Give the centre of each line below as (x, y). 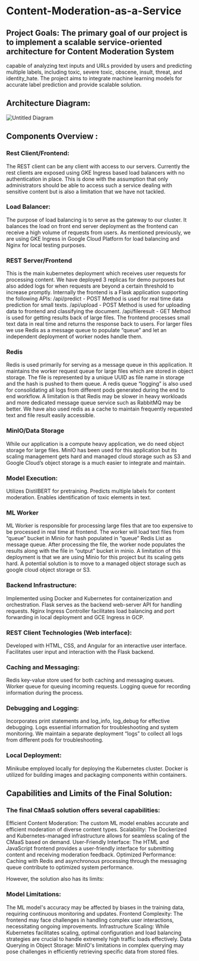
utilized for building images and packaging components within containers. (97, 774)
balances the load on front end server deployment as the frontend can (92, 226)
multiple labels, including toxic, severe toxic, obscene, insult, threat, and (94, 72)
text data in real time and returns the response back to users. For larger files (99, 324)
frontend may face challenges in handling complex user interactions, (90, 920)
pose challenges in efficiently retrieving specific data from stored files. (93, 951)
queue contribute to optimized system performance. (70, 867)
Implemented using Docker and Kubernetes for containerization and (89, 598)
